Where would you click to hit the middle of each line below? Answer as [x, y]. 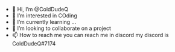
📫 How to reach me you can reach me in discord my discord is [90, 35]
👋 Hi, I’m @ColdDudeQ [40, 9]
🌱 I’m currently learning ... [44, 22]
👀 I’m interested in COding [44, 16]
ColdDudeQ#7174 [34, 44]
